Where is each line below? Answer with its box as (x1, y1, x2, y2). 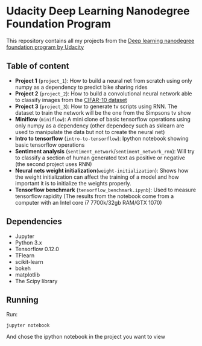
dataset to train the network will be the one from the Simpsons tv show (14, 109, 192, 116)
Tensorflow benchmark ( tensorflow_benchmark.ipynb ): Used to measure (14, 186, 197, 193)
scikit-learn (14, 258, 43, 265)
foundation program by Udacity (6, 43, 84, 51)
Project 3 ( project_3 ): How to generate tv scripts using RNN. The (14, 103, 178, 110)
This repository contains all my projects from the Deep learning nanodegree (6, 37, 195, 44)
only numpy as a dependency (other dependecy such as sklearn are (14, 122, 185, 129)
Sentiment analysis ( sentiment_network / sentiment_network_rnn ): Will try (14, 147, 195, 155)
